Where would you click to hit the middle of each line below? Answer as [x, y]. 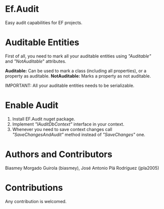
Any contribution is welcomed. [36, 201]
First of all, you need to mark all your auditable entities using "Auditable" [78, 56]
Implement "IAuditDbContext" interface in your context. [68, 124]
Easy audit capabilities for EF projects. [44, 23]
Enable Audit [32, 105]
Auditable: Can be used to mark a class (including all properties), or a [76, 71]
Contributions [34, 188]
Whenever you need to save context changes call [62, 129]
